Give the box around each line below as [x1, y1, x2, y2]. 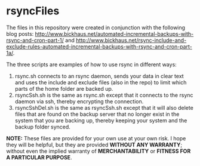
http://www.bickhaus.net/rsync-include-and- [75, 36, 187, 44]
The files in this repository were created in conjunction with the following [6, 24, 186, 31]
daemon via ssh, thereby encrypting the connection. [14, 97, 144, 105]
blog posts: [6, 30, 34, 37]
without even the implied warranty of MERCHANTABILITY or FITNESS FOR [6, 147, 191, 155]
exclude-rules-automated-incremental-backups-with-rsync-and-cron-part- [6, 43, 192, 50]
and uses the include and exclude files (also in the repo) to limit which [14, 79, 187, 86]
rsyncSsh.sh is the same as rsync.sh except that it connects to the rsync [14, 91, 193, 99]
